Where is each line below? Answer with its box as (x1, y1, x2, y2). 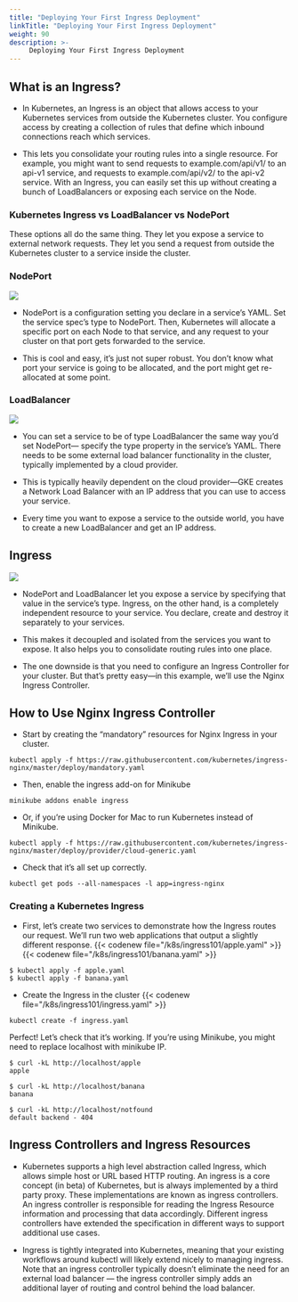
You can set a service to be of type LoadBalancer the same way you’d (21, 430, 278, 441)
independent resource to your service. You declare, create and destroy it (21, 607, 289, 618)
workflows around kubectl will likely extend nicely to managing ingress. (21, 1254, 284, 1265)
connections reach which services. (21, 131, 151, 142)
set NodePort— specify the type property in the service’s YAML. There (21, 440, 282, 451)
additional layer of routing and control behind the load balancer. (21, 1282, 255, 1293)
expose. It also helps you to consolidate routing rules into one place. (21, 643, 273, 654)
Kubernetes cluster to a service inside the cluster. (9, 248, 191, 258)
